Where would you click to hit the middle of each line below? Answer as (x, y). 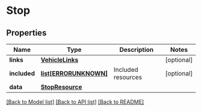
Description (136, 50)
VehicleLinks (60, 60)
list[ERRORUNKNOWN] (74, 73)
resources (128, 77)
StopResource (61, 87)
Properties (26, 33)
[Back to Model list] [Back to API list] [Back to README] (75, 102)
